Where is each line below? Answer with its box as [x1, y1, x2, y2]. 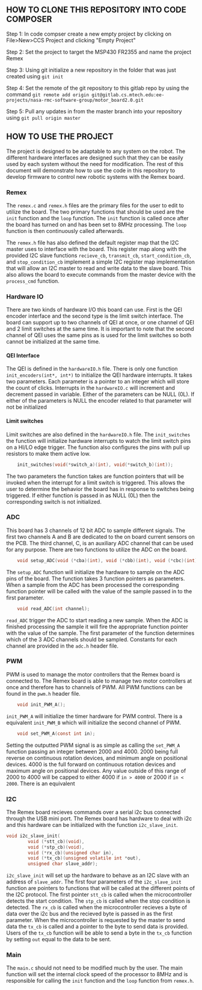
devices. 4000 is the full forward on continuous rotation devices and [6, 761, 176, 768]
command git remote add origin [6, 90, 89, 98]
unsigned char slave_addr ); [28, 861, 98, 867]
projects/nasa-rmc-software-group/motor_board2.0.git [6, 97, 144, 103]
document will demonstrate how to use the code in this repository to [6, 167, 176, 174]
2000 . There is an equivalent [6, 779, 75, 787]
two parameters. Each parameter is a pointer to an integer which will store [6, 378, 189, 385]
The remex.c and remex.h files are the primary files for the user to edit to [6, 202, 185, 209]
